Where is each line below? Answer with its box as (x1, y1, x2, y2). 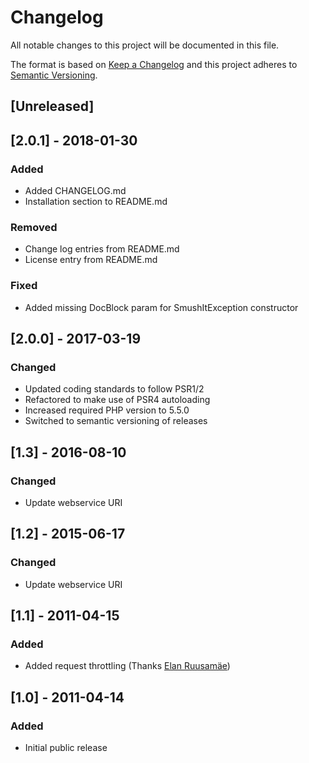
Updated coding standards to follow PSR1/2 (24, 383, 205, 395)
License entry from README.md (24, 254, 158, 266)
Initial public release (24, 742, 108, 754)
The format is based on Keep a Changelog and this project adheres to (10, 58, 298, 70)
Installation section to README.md (24, 196, 168, 208)
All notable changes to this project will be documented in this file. (10, 39, 280, 51)
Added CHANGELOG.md (24, 185, 127, 197)
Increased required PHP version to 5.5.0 (24, 404, 190, 416)
